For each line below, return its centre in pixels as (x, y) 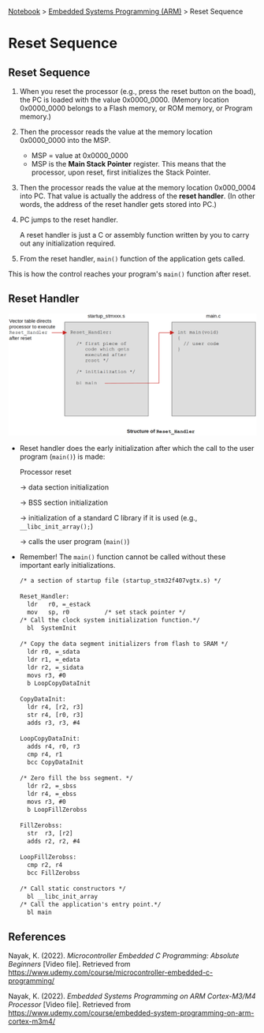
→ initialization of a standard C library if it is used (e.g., (108, 518)
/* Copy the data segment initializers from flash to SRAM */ (124, 644)
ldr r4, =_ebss (52, 794)
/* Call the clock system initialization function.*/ (110, 620)
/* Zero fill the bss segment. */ (76, 778)
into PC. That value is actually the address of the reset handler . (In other (138, 196)
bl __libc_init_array (63, 897)
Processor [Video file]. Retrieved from (70, 1005)
